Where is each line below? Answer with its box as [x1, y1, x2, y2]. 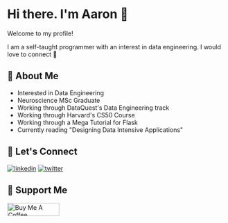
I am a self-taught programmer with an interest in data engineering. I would [7, 42, 222, 51]
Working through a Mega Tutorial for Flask [17, 118, 139, 126]
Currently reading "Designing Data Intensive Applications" [17, 125, 184, 134]
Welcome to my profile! [7, 29, 74, 38]
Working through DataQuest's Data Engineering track [17, 104, 170, 112]
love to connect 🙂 [7, 50, 58, 58]
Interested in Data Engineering [17, 88, 105, 97]
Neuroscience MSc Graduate [17, 96, 100, 104]
